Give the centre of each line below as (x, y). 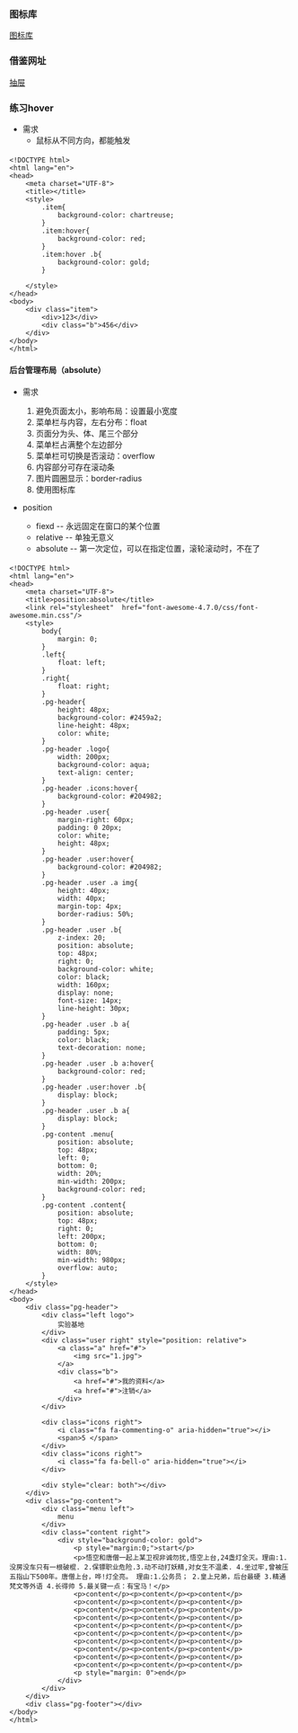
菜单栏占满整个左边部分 (79, 444)
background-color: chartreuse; (116, 216)
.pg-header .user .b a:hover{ (98, 1064)
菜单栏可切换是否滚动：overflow (95, 455)
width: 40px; (81, 899)
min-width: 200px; (92, 1182)
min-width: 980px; (92, 1260)
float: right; (83, 686)
